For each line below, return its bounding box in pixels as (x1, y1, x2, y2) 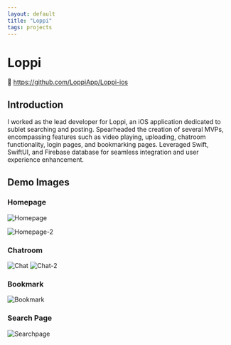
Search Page (7, 313, 53, 323)
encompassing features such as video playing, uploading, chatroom (7, 133, 206, 141)
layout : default (7, 10, 55, 18)
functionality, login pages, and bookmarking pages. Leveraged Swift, (7, 140, 209, 149)
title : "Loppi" (7, 17, 53, 24)
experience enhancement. (7, 155, 84, 164)
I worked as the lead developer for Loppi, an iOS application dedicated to (7, 118, 222, 126)
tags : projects (7, 24, 53, 31)
